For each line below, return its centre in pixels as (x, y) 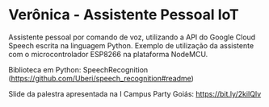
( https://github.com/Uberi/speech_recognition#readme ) (101, 78)
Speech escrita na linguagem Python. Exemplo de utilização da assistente (131, 45)
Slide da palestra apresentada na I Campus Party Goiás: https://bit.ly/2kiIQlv (135, 93)
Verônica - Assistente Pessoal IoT (124, 15)
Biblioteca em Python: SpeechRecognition (78, 69)
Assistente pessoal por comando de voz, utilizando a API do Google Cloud (132, 37)
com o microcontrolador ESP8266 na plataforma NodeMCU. (108, 54)
